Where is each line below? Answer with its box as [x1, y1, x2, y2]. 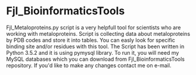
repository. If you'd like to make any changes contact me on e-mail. [6, 61, 172, 69]
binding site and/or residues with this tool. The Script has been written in [6, 43, 185, 50]
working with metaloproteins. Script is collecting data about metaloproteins [6, 30, 191, 37]
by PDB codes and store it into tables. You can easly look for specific [6, 36, 176, 43]
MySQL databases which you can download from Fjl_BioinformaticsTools [6, 55, 185, 62]
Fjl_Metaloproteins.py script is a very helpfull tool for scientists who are [6, 24, 181, 31]
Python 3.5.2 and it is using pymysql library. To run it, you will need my [6, 49, 179, 56]
